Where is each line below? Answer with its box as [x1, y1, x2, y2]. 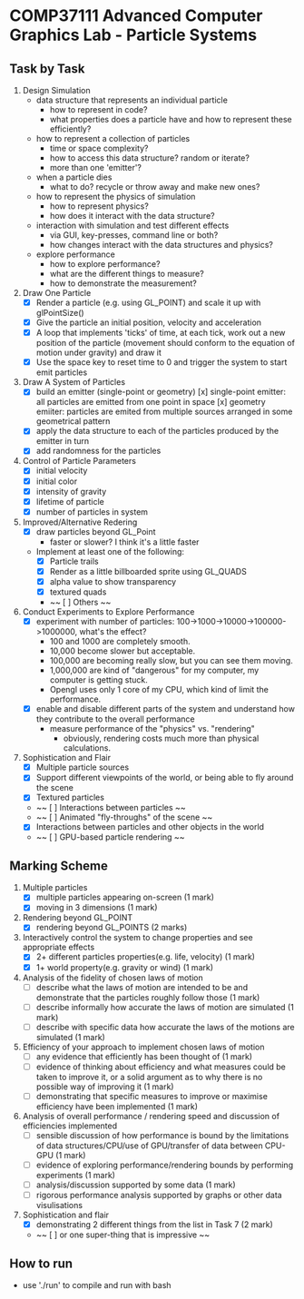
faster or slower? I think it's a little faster [49, 536, 200, 547]
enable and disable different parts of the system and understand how [35, 704, 295, 714]
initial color [35, 476, 78, 487]
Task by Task [9, 61, 85, 76]
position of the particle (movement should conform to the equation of [35, 338, 295, 349]
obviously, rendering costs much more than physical [63, 733, 260, 744]
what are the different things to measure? [49, 269, 204, 279]
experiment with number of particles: [35, 616, 175, 627]
